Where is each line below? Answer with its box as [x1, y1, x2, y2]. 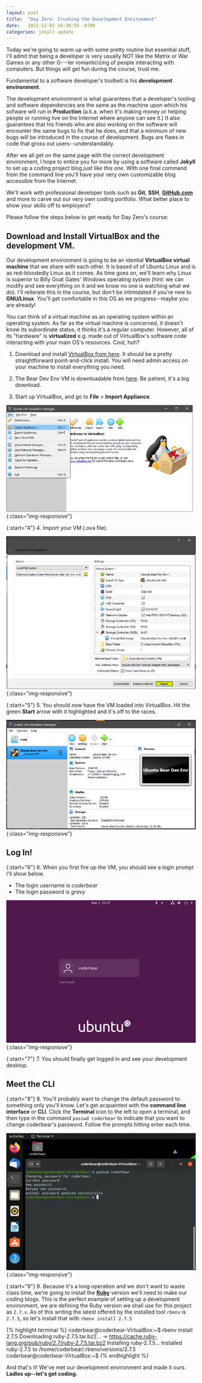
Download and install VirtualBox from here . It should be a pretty [14, 351, 173, 358]
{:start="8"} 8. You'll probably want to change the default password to [6, 1095, 180, 1102]
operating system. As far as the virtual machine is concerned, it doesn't [6, 320, 183, 327]
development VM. [6, 240, 75, 250]
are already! [6, 302, 36, 309]
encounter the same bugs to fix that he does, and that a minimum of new [6, 127, 186, 135]
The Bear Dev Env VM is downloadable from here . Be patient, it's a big [14, 375, 189, 383]
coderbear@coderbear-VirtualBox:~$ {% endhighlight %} [6, 1352, 149, 1359]
